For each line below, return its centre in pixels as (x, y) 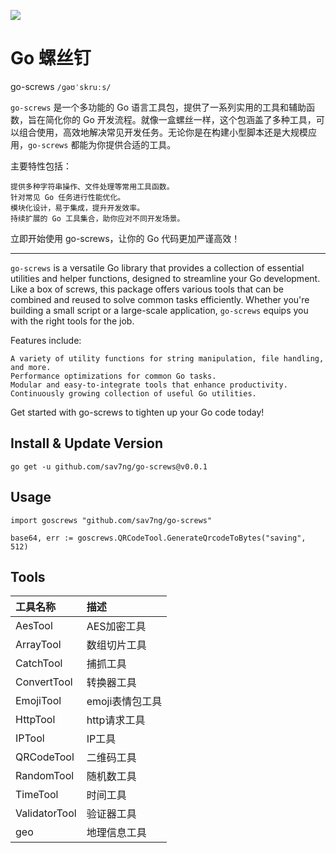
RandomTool (45, 776)
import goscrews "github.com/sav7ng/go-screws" (111, 520)
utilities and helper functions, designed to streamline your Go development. (165, 278)
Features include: (46, 340)
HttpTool (35, 720)
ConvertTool (44, 682)
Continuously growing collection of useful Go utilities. (133, 393)
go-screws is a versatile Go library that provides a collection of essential (157, 267)
